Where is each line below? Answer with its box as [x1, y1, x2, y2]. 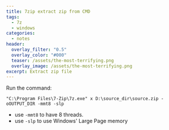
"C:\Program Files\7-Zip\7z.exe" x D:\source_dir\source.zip [6, 96, 159, 102]
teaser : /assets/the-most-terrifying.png [11, 57, 114, 63]
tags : [6, 14, 19, 20]
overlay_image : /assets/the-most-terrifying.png [11, 63, 133, 69]
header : [6, 42, 25, 47]
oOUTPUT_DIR [6, 101, 35, 107]
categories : [6, 30, 35, 36]
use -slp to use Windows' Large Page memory [14, 118, 128, 125]
